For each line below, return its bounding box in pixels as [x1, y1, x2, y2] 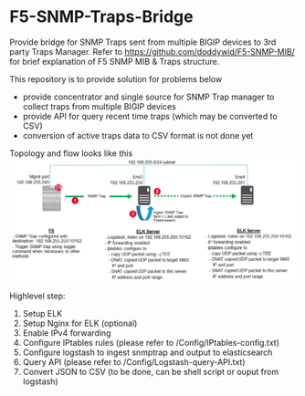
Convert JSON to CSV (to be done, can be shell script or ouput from [22, 367, 279, 377]
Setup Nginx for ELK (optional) [22, 318, 138, 328]
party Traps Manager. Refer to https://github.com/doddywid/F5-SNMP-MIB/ [9, 46, 295, 57]
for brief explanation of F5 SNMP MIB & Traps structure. [9, 56, 220, 67]
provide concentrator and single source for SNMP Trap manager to [22, 91, 275, 102]
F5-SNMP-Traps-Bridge [9, 6, 194, 27]
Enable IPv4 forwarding [22, 328, 111, 339]
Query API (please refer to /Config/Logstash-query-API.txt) [22, 357, 246, 367]
